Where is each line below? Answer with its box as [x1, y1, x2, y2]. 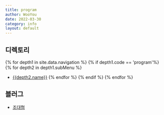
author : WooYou [5, 12, 37, 17]
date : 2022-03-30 [5, 16, 41, 21]
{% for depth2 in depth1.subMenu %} [5, 64, 82, 70]
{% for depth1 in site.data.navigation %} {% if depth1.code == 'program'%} [5, 59, 159, 65]
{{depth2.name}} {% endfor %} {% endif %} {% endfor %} [12, 74, 133, 80]
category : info [5, 21, 37, 26]
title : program [5, 7, 37, 12]
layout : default [5, 26, 39, 31]
